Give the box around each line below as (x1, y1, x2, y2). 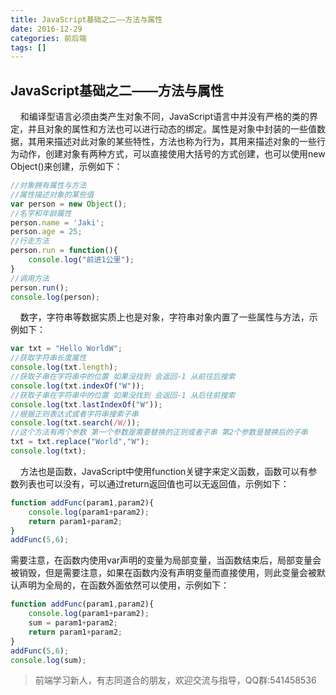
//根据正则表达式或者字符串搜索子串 (10, 409, 139, 419)
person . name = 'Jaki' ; (10, 217, 105, 228)
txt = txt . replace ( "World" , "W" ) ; (10, 437, 150, 447)
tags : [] (10, 42, 47, 53)
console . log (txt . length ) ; (10, 362, 118, 373)
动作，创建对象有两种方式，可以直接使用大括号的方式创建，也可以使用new (18, 148, 326, 160)
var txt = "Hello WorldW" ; (10, 344, 123, 354)
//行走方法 (10, 236, 50, 246)
